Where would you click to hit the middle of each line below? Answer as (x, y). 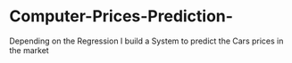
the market (29, 50)
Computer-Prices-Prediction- (121, 16)
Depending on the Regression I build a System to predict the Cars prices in (146, 41)
